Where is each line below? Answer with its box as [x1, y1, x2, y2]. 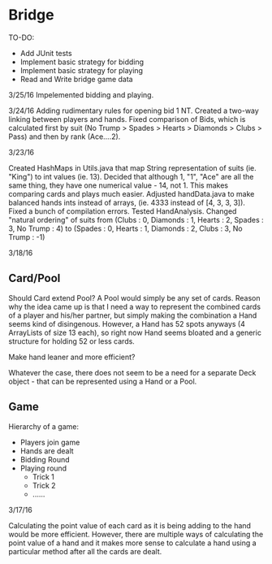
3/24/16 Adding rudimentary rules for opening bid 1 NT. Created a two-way [8, 106, 260, 115]
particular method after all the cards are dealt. [8, 546, 162, 556]
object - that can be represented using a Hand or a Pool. [8, 376, 197, 386]
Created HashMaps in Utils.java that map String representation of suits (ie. [8, 163, 257, 172]
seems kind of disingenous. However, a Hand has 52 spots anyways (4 [8, 319, 245, 328]
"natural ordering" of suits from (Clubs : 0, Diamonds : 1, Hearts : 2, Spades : [8, 215, 264, 224]
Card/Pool [8, 271, 61, 285]
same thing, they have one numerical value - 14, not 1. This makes [8, 180, 229, 190]
